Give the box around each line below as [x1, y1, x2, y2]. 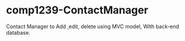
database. [6, 29, 31, 36]
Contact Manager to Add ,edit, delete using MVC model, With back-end [6, 23, 180, 30]
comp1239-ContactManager [6, 4, 148, 17]
